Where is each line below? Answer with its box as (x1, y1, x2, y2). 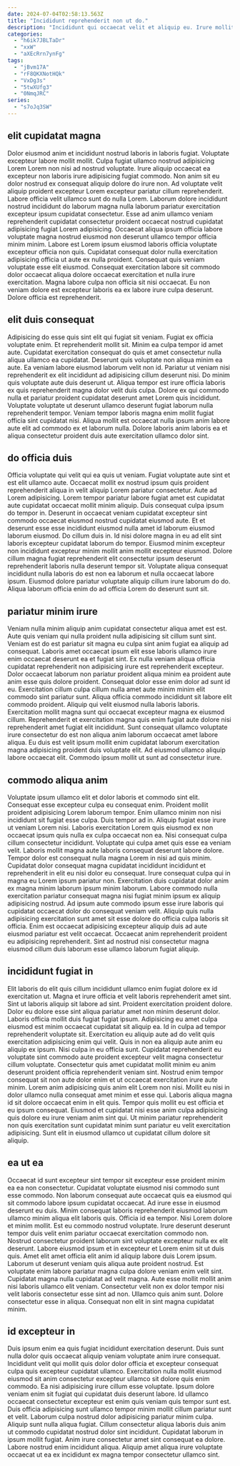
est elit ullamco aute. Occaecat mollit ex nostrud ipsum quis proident (7, 478, 209, 487)
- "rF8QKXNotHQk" (14, 70, 66, 77)
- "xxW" (14, 44, 37, 51)
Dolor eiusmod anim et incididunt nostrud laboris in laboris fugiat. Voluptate (7, 149, 230, 157)
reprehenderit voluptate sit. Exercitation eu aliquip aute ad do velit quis (7, 1030, 216, 1038)
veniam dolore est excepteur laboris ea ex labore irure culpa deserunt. (7, 285, 214, 293)
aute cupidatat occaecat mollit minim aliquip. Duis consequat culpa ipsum (7, 501, 224, 510)
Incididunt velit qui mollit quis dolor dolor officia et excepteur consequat (7, 1360, 219, 1368)
